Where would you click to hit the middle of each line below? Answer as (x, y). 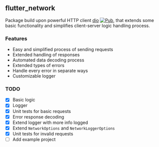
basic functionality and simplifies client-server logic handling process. (78, 25)
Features (16, 38)
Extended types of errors (38, 65)
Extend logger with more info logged (50, 122)
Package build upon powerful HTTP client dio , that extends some (80, 20)
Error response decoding (38, 116)
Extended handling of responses (46, 55)
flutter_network (30, 8)
